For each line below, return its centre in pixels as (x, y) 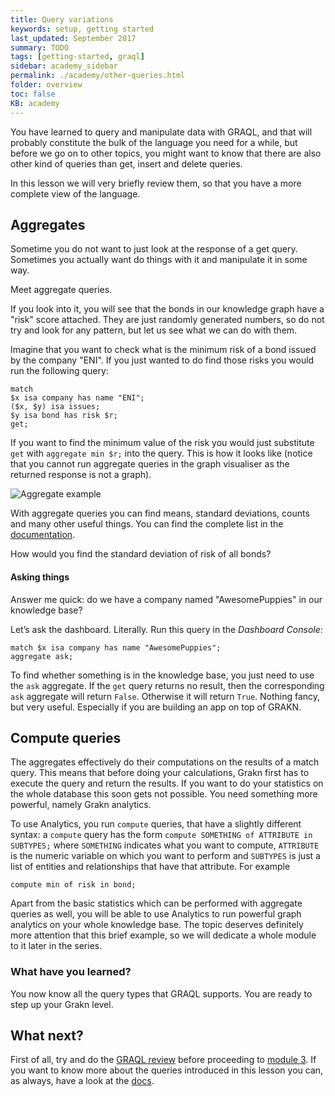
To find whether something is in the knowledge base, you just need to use (162, 675)
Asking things (40, 577)
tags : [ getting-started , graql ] (77, 57)
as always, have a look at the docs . (82, 1081)
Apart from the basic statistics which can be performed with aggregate (156, 903)
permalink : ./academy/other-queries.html (98, 76)
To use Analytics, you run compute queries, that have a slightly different (156, 824)
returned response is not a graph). (81, 475)
